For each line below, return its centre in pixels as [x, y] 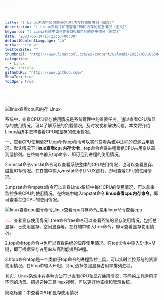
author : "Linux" [21, 45]
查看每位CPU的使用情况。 [35, 199]
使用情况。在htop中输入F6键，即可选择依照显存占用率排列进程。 [70, 265]
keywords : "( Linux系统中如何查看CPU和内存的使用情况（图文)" [63, 32]
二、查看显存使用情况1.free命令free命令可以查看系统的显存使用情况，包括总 [81, 220]
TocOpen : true [20, 82]
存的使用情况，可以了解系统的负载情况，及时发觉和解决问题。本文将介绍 [78, 126]
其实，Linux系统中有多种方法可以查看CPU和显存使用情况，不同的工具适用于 [81, 276]
